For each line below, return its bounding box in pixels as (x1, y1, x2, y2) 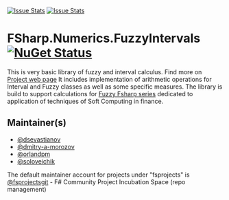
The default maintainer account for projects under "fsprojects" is (7, 170, 190, 179)
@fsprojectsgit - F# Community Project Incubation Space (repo (7, 177, 186, 186)
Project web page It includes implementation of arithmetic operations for (7, 75, 213, 83)
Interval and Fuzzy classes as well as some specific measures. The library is (7, 82, 223, 91)
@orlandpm (16, 150, 51, 158)
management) (7, 185, 47, 193)
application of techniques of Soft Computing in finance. (7, 97, 164, 105)
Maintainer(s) (7, 117, 67, 129)
